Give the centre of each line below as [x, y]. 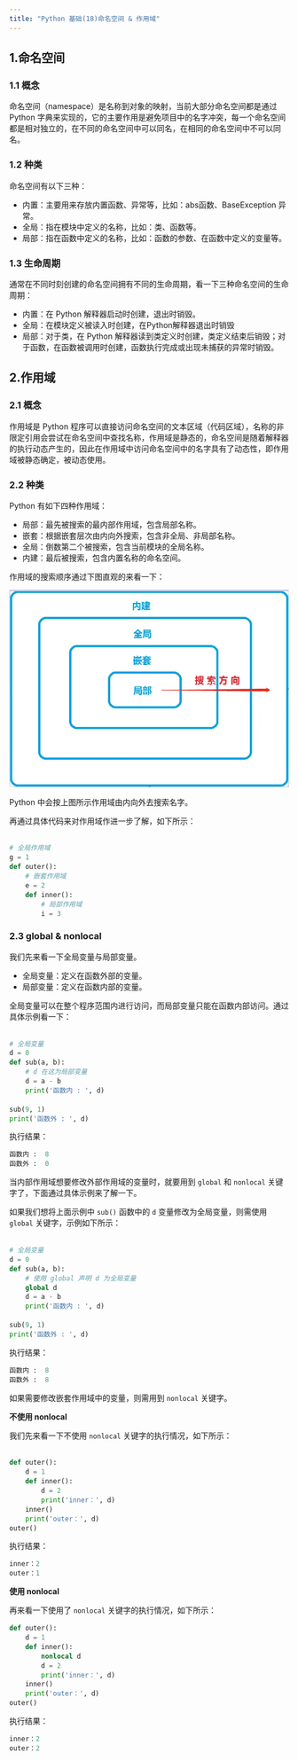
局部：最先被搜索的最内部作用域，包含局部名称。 [111, 524]
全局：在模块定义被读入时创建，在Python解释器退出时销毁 [128, 325]
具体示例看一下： [40, 1016]
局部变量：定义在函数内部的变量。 [84, 986]
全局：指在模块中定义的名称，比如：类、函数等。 [111, 227]
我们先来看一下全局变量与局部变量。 [75, 957]
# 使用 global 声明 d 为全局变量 [81, 1278]
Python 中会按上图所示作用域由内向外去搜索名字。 [101, 802]
